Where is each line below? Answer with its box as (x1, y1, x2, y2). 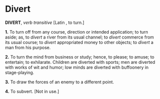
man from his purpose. (5, 44, 51, 50)
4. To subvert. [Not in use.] (5, 88, 60, 94)
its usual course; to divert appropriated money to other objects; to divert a (5, 39, 154, 45)
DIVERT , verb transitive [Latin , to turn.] (5, 20, 84, 25)
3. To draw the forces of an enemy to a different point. (5, 79, 114, 85)
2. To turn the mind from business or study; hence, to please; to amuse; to (5, 54, 155, 59)
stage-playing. (5, 69, 34, 75)
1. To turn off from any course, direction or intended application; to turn (5, 29, 148, 35)
